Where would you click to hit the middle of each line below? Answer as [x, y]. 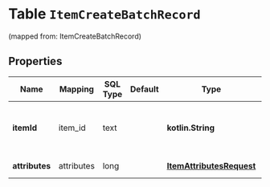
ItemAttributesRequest [211, 165]
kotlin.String [191, 128]
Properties [35, 61]
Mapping [77, 89]
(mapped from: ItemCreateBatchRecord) [75, 36]
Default [144, 89]
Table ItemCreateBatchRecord [104, 14]
